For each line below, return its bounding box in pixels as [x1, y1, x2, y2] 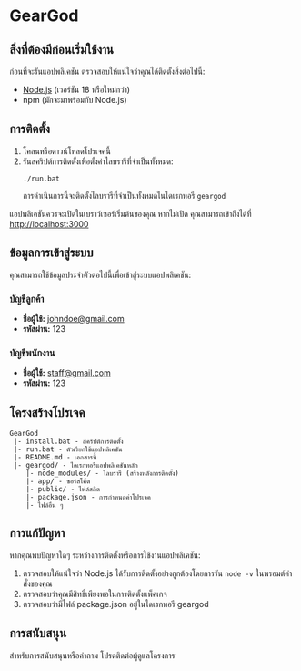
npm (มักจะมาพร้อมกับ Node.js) [22, 95, 127, 105]
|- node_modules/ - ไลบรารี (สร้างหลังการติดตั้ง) [25, 469, 179, 479]
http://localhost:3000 [9, 218, 89, 229]
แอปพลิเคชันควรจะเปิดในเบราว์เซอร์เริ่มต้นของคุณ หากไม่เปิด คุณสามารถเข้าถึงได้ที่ [9, 208, 252, 219]
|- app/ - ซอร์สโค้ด [25, 477, 91, 486]
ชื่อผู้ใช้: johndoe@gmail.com [22, 313, 125, 324]
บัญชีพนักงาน [9, 346, 55, 359]
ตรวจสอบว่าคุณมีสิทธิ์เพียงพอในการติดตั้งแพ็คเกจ [22, 588, 168, 599]
